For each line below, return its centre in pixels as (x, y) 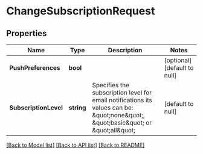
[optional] (178, 60)
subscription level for (122, 93)
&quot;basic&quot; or (122, 123)
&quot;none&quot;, (118, 115)
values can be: (113, 108)
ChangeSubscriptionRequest (81, 11)
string (77, 108)
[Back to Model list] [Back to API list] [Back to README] (76, 145)
